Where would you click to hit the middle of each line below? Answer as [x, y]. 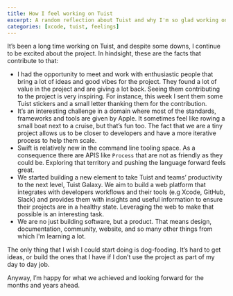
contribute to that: [33, 61]
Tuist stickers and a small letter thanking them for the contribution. [112, 104]
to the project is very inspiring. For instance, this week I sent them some [120, 96]
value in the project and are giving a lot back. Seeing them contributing [119, 89]
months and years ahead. [44, 286]
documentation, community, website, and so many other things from [115, 229]
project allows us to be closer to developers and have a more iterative [116, 133]
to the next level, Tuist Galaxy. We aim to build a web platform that [111, 185]
